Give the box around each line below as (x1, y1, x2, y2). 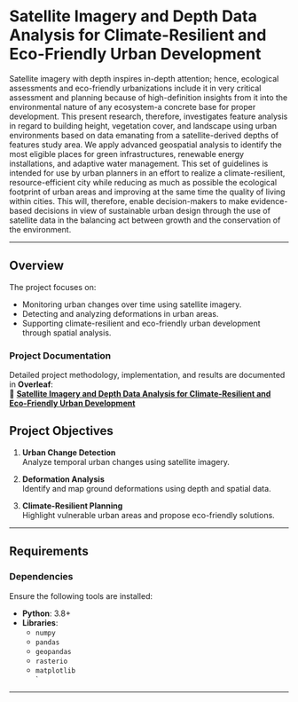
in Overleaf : (9, 379, 53, 390)
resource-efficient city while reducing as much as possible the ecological (9, 177, 278, 187)
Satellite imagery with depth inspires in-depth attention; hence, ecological (9, 73, 279, 83)
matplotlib (35, 666, 76, 675)
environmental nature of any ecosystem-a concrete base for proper (9, 101, 256, 112)
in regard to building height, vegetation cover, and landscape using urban (9, 120, 278, 130)
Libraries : (21, 617, 59, 627)
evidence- (250, 195, 288, 206)
